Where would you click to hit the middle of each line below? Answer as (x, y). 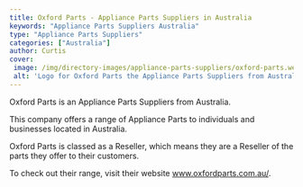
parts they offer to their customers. (74, 156)
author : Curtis (38, 51)
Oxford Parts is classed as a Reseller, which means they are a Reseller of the (151, 146)
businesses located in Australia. (69, 129)
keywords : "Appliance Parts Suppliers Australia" (105, 26)
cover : (22, 59)
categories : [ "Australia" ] (60, 43)
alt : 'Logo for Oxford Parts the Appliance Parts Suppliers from (138, 76)
